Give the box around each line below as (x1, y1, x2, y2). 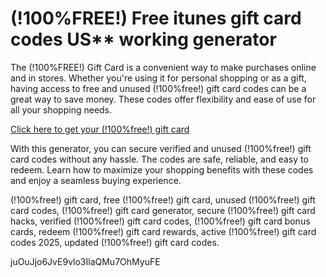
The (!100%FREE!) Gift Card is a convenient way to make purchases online (10, 61, 317, 73)
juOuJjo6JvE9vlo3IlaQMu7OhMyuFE (10, 255, 161, 267)
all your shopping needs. (10, 103, 113, 116)
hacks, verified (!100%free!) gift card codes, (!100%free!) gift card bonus (10, 215, 311, 227)
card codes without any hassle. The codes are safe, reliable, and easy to (10, 153, 309, 165)
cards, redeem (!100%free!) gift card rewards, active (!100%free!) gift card (10, 225, 317, 237)
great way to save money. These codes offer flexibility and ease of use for (10, 93, 317, 105)
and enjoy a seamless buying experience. (10, 174, 182, 186)
